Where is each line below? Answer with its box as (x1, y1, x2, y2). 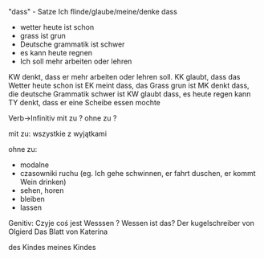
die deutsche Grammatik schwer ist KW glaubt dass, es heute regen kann (8, 89, 251, 99)
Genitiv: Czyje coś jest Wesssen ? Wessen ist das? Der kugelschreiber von (8, 219, 255, 227)
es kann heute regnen (19, 48, 93, 57)
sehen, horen (19, 186, 64, 195)
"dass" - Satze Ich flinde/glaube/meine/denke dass (8, 7, 178, 16)
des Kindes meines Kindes (8, 243, 96, 252)
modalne (19, 160, 50, 170)
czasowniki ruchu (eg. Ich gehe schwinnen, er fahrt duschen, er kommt (19, 169, 256, 178)
